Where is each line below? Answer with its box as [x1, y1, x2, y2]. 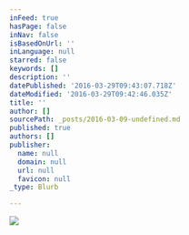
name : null [17, 148, 59, 158]
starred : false [9, 56, 67, 65]
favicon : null [17, 174, 71, 183]
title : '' [9, 97, 47, 107]
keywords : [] [9, 65, 59, 74]
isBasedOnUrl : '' [9, 38, 75, 48]
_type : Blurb [9, 183, 59, 192]
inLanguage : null [9, 47, 75, 56]
